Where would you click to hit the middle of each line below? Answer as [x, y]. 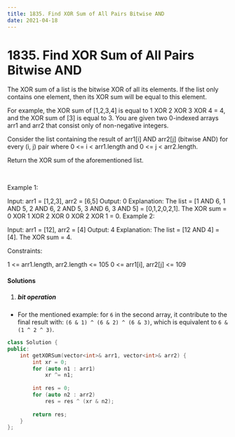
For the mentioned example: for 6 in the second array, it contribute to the [122, 315]
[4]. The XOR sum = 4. [40, 237]
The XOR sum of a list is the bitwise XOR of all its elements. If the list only [113, 89]
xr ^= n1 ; [59, 375]
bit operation [37, 297]
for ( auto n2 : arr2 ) [64, 395]
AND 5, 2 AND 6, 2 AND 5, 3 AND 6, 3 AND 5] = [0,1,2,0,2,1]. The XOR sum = [117, 209]
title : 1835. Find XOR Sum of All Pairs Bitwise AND [86, 14]
